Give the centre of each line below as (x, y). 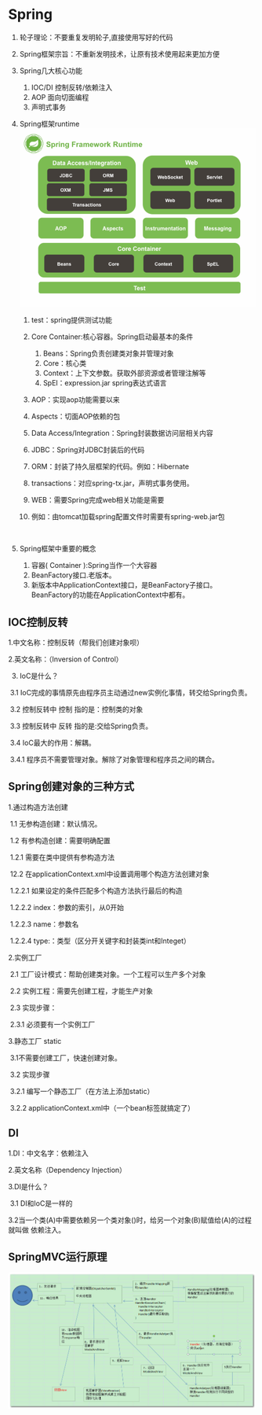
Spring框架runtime (49, 123)
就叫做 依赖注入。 (36, 1229)
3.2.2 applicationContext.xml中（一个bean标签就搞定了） (102, 1107)
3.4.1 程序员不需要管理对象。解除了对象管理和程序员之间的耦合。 (115, 760)
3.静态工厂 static (35, 1041)
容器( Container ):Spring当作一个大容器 (94, 566)
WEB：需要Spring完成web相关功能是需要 (98, 500)
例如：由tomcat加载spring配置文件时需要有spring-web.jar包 (128, 517)
